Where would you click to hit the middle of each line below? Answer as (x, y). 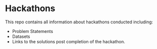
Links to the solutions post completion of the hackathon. (69, 41)
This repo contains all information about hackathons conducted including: (79, 22)
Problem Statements (33, 31)
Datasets (21, 36)
